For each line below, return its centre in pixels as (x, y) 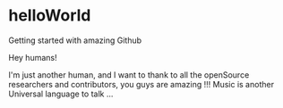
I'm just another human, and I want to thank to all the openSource (129, 75)
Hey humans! (33, 57)
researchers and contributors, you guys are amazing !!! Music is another (141, 84)
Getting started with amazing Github (75, 40)
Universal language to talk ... (61, 94)
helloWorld (50, 16)
